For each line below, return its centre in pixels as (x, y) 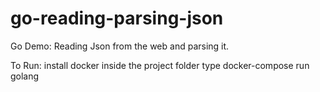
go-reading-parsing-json (117, 18)
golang (25, 76)
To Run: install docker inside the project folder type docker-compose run (160, 65)
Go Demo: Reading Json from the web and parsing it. (120, 46)
